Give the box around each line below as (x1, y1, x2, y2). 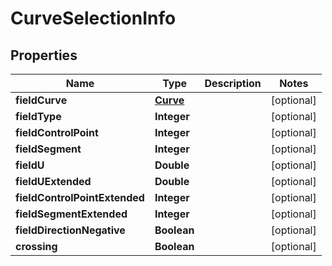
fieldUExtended (15, 175, 92, 188)
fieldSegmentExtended (15, 207, 128, 221)
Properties (10, 47, 78, 64)
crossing (15, 240, 58, 253)
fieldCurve (15, 93, 68, 107)
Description (204, 77, 262, 90)
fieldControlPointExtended (15, 191, 145, 204)
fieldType (15, 110, 62, 123)
